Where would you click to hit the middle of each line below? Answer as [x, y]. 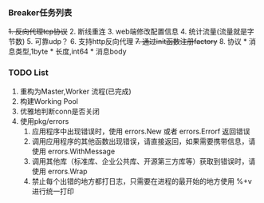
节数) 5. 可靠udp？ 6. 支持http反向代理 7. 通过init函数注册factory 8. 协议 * [128, 42]
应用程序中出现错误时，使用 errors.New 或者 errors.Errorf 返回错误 [141, 131]
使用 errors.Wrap [59, 171]
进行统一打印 [53, 191]
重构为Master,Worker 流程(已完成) [75, 91]
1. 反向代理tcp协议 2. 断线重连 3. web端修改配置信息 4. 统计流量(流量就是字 [131, 32]
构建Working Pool [49, 101]
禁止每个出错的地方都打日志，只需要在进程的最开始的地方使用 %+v [142, 181]
